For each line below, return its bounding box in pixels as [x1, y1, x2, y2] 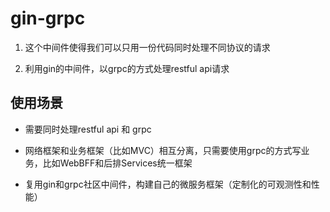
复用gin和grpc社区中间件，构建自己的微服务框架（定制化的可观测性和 [24, 178, 312, 190]
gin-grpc [10, 7, 86, 30]
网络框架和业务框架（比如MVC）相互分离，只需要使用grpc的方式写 [24, 144, 302, 156]
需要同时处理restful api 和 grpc [24, 123, 152, 135]
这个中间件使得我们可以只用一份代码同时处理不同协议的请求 [24, 41, 271, 53]
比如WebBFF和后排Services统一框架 [42, 157, 193, 169]
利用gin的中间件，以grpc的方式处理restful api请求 [24, 62, 230, 74]
